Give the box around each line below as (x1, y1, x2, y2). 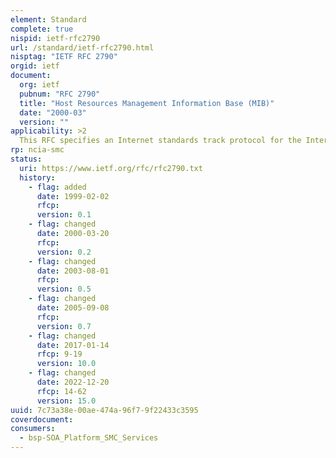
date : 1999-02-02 (36, 191, 110, 201)
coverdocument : (10, 414, 74, 425)
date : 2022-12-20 (36, 377, 110, 387)
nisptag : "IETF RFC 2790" (10, 52, 118, 62)
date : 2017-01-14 (36, 340, 110, 350)
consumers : (10, 424, 56, 434)
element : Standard (10, 14, 87, 25)
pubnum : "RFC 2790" (19, 89, 101, 99)
